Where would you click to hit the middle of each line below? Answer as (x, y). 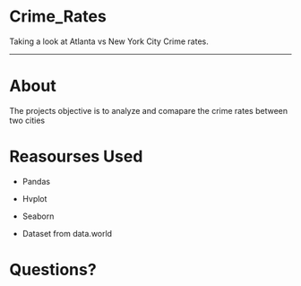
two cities (27, 120)
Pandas (36, 181)
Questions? (53, 270)
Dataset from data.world (67, 233)
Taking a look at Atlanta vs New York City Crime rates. (109, 41)
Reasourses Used (76, 156)
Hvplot (34, 198)
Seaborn (38, 216)
